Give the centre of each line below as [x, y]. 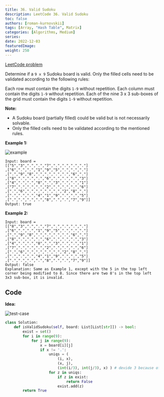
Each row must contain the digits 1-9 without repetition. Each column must [80, 88]
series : [13, 37]
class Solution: [21, 323]
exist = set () [37, 332]
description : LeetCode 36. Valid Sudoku [47, 14]
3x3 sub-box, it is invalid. [35, 277]
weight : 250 [17, 50]
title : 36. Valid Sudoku [30, 10]
